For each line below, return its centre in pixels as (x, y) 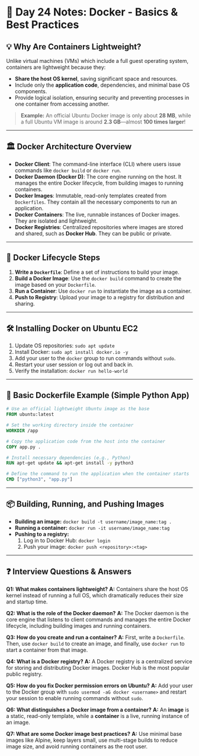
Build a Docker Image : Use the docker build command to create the (98, 278)
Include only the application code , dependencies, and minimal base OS (102, 85)
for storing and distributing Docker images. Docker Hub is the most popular (98, 668)
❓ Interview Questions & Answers (69, 572)
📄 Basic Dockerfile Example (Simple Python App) (98, 395)
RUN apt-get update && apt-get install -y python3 (70, 463)
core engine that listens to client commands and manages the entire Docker (99, 619)
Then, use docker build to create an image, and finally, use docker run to (95, 643)
